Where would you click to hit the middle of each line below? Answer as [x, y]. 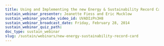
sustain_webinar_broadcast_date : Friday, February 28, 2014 [68, 23]
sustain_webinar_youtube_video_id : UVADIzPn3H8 [54, 18]
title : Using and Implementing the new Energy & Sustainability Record [79, 9]
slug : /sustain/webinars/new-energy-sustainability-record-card [72, 36]
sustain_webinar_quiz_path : [34, 27]
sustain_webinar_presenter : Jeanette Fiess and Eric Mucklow [69, 14]
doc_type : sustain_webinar [32, 32]
